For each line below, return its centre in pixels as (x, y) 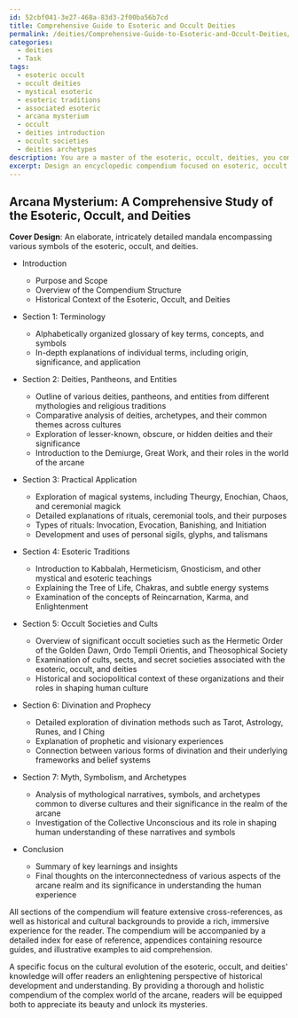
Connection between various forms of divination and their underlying (161, 751)
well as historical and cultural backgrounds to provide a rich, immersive (139, 921)
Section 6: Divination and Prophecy (86, 705)
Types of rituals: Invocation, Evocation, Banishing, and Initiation (151, 525)
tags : (19, 67)
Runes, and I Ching (70, 732)
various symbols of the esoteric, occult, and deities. (104, 247)
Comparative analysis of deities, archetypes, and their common (151, 415)
